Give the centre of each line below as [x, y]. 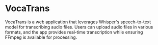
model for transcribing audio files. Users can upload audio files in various [79, 27]
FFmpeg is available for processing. [41, 37]
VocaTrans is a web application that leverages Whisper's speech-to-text [78, 22]
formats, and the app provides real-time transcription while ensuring [74, 32]
